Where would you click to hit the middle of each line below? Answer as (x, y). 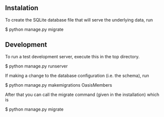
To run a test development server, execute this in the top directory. (72, 56)
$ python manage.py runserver (36, 66)
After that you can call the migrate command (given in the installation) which (82, 94)
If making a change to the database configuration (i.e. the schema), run (77, 75)
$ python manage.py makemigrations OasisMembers (59, 85)
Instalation (22, 8)
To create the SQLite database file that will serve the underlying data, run (79, 20)
